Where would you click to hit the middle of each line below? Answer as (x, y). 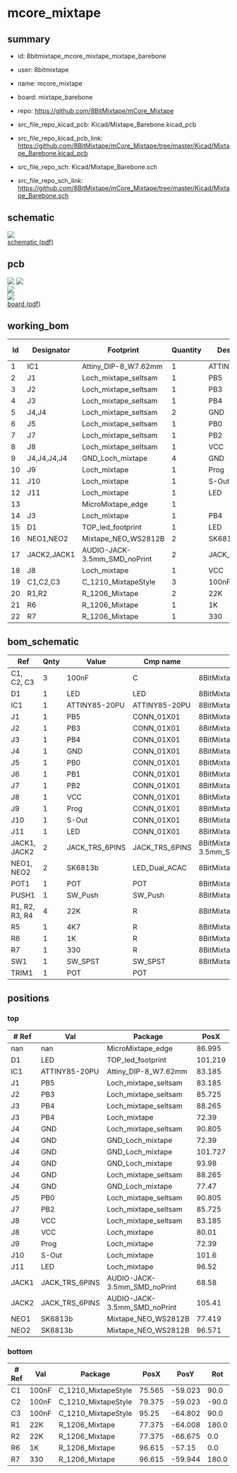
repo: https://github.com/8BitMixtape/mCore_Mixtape (96, 111)
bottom (20, 1351)
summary (29, 39)
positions (28, 998)
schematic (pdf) (31, 242)
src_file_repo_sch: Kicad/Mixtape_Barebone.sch (87, 167)
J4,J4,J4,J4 (47, 459)
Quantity (187, 350)
